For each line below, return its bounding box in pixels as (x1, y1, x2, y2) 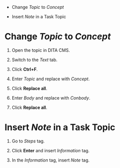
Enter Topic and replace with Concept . (11, 76, 90, 82)
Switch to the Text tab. (11, 57, 58, 63)
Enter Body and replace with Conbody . (11, 95, 90, 101)
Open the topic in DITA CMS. (11, 47, 70, 53)
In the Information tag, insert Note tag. (11, 157, 90, 163)
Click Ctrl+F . (11, 66, 38, 72)
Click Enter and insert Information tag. (11, 147, 90, 153)
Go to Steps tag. (11, 138, 45, 144)
